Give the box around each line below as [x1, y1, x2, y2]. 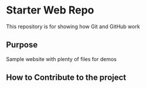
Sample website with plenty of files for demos [6, 55, 117, 62]
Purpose [6, 40, 38, 50]
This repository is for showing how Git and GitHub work [6, 23, 140, 30]
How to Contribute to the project [6, 73, 127, 83]
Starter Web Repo [6, 4, 94, 17]
